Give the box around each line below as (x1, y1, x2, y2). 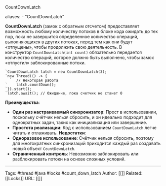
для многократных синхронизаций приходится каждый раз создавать (12, 140, 161, 146)
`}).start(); (5, 87, 32, 92)
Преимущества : (5, 99, 41, 105)
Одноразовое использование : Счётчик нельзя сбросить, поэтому (12, 135, 154, 141)
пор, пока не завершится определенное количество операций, (5, 34, 139, 39)
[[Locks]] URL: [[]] (5, 176, 42, 181)
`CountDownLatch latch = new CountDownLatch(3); (5, 69, 107, 74)
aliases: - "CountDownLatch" (5, 14, 65, 19)
